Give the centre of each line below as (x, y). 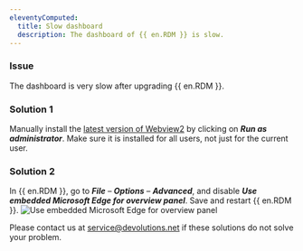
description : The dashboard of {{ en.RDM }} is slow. (121, 34)
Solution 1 (31, 109)
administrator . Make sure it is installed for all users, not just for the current (149, 138)
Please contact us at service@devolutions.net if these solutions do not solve (151, 228)
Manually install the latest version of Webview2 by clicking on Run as (138, 128)
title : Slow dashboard (60, 26)
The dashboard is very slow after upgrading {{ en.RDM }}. (117, 86)
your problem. (35, 237)
